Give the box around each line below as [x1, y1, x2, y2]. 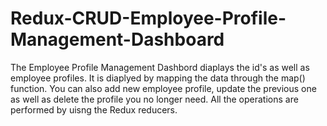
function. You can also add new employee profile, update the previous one [10, 82, 317, 94]
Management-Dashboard [10, 28, 225, 51]
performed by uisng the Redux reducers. [10, 103, 178, 116]
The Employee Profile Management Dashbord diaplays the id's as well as [10, 61, 310, 73]
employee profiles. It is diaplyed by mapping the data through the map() [10, 72, 306, 84]
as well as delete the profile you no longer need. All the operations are [10, 93, 299, 105]
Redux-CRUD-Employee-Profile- [10, 7, 287, 30]
